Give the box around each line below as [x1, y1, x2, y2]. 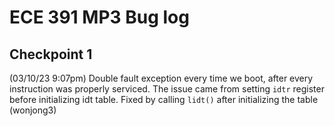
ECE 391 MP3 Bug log [9, 6, 190, 29]
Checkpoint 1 [9, 46, 93, 63]
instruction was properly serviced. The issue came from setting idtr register [9, 83, 325, 95]
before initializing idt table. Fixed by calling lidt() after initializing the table [9, 94, 319, 105]
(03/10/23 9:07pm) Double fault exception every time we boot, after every [9, 72, 314, 84]
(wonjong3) [9, 104, 57, 116]
